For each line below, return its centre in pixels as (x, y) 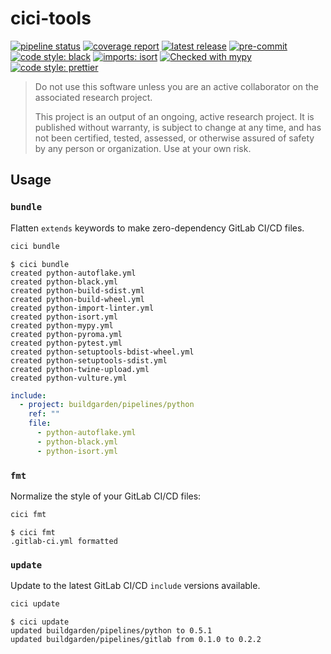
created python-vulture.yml (69, 378)
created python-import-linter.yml (82, 308)
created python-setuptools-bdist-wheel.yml (102, 352)
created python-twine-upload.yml (80, 369)
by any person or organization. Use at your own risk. (143, 148)
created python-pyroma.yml (66, 334)
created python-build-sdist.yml (77, 290)
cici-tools (51, 18)
